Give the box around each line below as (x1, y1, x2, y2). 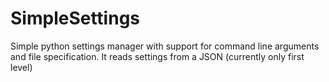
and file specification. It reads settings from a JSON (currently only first (10, 50, 305, 62)
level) (10, 61, 33, 73)
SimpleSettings (10, 7, 141, 30)
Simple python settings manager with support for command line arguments (10, 40, 320, 52)
